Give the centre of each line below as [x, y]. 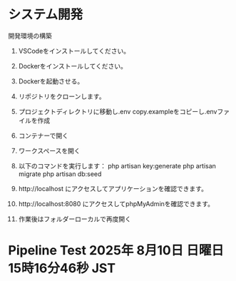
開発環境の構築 [30, 36]
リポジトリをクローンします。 [62, 96]
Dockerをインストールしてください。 [72, 66]
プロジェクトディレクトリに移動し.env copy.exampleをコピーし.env [118, 111]
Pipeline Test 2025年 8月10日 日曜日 [116, 251]
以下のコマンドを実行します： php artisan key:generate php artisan [117, 165]
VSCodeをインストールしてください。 [74, 51]
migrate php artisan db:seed [60, 174]
